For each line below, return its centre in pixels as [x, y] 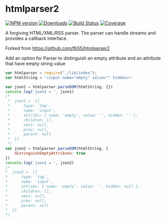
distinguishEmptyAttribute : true [50, 153]
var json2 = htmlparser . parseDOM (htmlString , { [57, 149]
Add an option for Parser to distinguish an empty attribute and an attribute [83, 58]
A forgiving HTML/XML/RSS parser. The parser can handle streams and [80, 33]
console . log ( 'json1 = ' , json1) [40, 92]
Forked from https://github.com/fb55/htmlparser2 [57, 48]
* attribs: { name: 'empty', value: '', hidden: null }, [73, 187]
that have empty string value [35, 63]
